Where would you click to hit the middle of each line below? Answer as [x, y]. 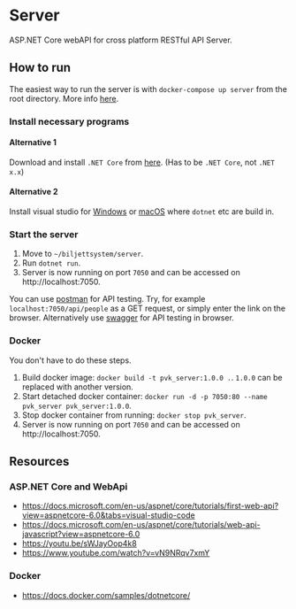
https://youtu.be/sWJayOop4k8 [79, 543]
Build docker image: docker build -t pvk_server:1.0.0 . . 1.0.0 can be [152, 377]
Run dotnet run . [51, 263]
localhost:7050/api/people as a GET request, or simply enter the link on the [147, 308]
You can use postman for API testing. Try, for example [107, 299]
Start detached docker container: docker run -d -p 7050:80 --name [144, 396]
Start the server [44, 234]
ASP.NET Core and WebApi [68, 486]
